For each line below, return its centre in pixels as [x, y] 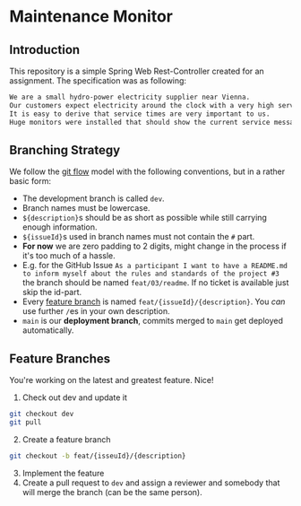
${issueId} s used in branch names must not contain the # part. [138, 237]
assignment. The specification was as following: [98, 81]
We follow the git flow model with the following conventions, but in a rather [147, 171]
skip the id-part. [52, 292]
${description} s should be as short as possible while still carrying [144, 218]
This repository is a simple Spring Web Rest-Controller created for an [137, 71]
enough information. [60, 227]
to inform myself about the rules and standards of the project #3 [150, 274]
